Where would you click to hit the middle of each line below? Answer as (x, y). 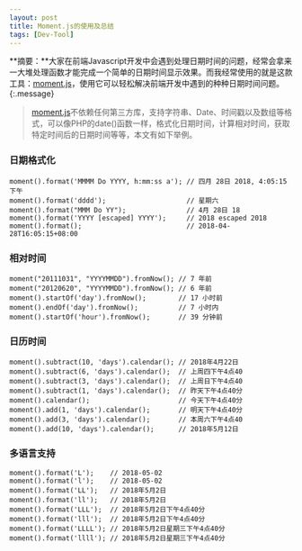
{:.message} (32, 94)
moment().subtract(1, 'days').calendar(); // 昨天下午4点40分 (126, 391)
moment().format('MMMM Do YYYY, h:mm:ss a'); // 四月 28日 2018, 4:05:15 (148, 181)
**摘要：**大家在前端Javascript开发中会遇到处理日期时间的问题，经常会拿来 (151, 61)
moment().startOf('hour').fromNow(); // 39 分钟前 (116, 317)
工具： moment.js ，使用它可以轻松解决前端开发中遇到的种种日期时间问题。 (147, 84)
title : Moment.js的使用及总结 (62, 26)
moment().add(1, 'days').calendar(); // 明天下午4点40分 (126, 411)
